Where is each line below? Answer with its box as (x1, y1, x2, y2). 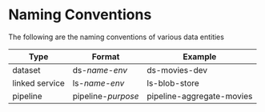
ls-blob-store (147, 78, 200, 89)
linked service (12, 78, 66, 89)
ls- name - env (72, 78, 125, 89)
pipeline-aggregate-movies (147, 90, 253, 102)
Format (91, 50, 120, 62)
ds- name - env (72, 64, 128, 75)
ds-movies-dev (147, 64, 208, 75)
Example (183, 50, 217, 62)
